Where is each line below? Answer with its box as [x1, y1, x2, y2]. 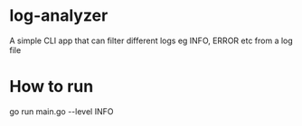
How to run [9, 76, 94, 97]
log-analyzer [9, 5, 109, 26]
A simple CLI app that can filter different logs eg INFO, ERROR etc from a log [9, 35, 294, 46]
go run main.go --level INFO [9, 105, 114, 117]
